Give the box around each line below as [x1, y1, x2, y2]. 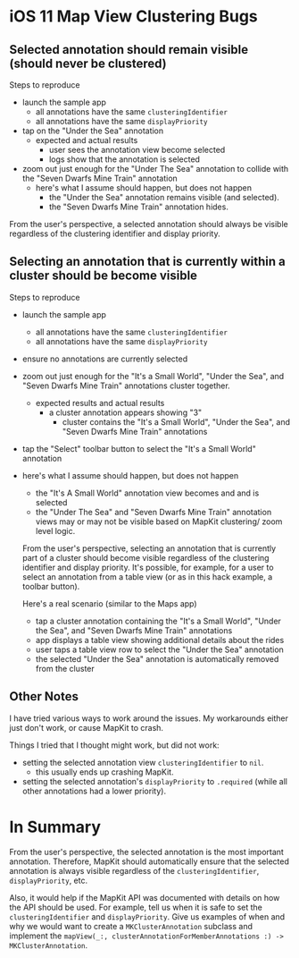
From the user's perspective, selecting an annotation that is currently [21, 543, 277, 554]
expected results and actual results [35, 397, 165, 408]
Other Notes [9, 689, 79, 704]
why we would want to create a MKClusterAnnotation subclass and [9, 920, 253, 931]
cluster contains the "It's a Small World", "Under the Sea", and [62, 416, 290, 427]
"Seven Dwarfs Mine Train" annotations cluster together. [21, 380, 230, 391]
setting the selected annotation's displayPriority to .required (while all [21, 776, 288, 786]
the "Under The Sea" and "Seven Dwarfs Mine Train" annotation [35, 506, 272, 517]
